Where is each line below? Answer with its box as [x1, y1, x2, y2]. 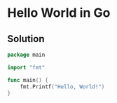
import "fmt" [7, 64, 46, 71]
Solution [7, 33, 45, 45]
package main [7, 51, 46, 58]
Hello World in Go [7, 5, 111, 21]
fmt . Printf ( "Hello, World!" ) [20, 83, 105, 90]
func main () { [7, 76, 49, 83]
